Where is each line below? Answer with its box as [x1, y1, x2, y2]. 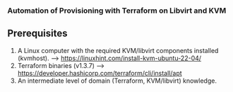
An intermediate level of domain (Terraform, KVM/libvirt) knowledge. [17, 76, 217, 85]
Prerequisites [7, 28, 68, 40]
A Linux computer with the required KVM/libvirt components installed [17, 46, 219, 54]
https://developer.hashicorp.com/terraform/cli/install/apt [17, 69, 182, 77]
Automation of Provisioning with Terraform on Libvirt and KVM [7, 6, 227, 16]
